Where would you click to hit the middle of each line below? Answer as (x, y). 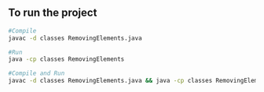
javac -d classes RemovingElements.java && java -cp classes (110, 81)
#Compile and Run (37, 73)
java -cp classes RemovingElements (66, 59)
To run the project (53, 13)
